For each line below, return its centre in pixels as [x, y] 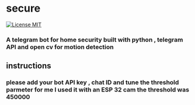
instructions [29, 66]
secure [23, 8]
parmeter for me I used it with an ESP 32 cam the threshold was [98, 90]
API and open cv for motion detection [60, 47]
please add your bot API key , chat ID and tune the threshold [93, 82]
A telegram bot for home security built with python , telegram [95, 40]
